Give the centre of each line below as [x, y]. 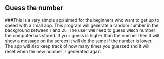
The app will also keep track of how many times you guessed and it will [77, 46]
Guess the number [34, 8]
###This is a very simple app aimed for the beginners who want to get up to [82, 20]
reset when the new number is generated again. [54, 51]
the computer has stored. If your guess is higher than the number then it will [82, 35]
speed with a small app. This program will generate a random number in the [82, 25]
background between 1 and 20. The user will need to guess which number [80, 30]
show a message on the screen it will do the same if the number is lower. [79, 41]
